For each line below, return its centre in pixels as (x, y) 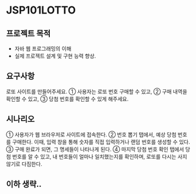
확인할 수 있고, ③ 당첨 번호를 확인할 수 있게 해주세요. (67, 99)
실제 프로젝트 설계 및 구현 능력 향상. (55, 56)
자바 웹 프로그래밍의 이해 (43, 48)
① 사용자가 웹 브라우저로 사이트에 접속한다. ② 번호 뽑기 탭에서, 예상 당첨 (91, 134)
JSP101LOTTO (41, 10)
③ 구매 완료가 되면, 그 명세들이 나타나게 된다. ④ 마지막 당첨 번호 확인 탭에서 (95, 149)
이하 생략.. (24, 184)
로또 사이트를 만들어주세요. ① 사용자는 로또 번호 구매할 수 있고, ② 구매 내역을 (97, 91)
